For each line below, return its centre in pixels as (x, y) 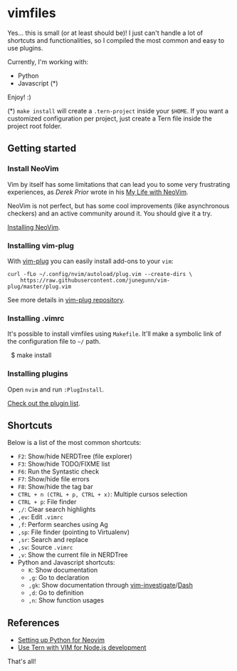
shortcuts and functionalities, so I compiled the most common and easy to (116, 40)
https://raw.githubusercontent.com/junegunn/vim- (95, 280)
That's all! (22, 662)
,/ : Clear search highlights (57, 509)
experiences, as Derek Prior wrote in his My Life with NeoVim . (98, 192)
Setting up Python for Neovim (61, 640)
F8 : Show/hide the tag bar (56, 487)
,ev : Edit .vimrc (41, 517)
